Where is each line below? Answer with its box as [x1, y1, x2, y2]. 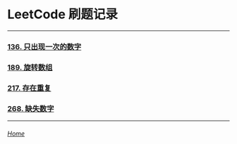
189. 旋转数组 [7, 63, 53, 72]
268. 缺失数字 [7, 103, 54, 113]
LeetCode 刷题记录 [7, 6, 119, 22]
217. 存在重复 [7, 83, 51, 93]
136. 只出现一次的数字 [7, 41, 82, 51]
